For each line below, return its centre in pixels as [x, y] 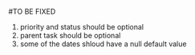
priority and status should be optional [82, 27]
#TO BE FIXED [32, 12]
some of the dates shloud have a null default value [103, 44]
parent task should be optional [70, 35]
